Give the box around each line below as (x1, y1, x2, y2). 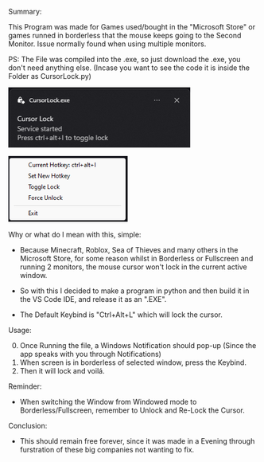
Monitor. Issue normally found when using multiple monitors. (8, 39, 207, 49)
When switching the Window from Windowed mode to (19, 397, 197, 406)
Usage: (8, 326, 32, 335)
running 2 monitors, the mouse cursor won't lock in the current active (19, 262, 248, 272)
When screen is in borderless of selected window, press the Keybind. (19, 358, 247, 367)
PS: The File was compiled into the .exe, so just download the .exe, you (8, 55, 241, 64)
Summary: (8, 7, 42, 16)
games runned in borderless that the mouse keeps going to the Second (8, 31, 242, 40)
